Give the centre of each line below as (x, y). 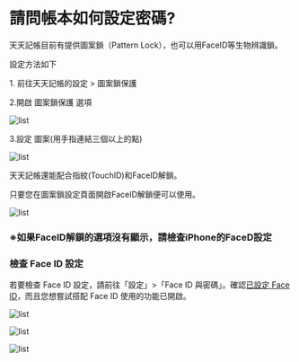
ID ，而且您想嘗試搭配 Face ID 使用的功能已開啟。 (100, 296)
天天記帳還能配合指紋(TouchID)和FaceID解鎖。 (96, 175)
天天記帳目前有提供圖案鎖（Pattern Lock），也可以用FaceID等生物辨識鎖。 (146, 45)
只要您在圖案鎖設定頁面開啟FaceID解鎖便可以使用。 (105, 194)
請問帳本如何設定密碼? (92, 18)
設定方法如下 (33, 64)
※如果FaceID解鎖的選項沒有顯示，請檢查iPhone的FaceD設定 (141, 237)
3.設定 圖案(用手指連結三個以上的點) (76, 138)
